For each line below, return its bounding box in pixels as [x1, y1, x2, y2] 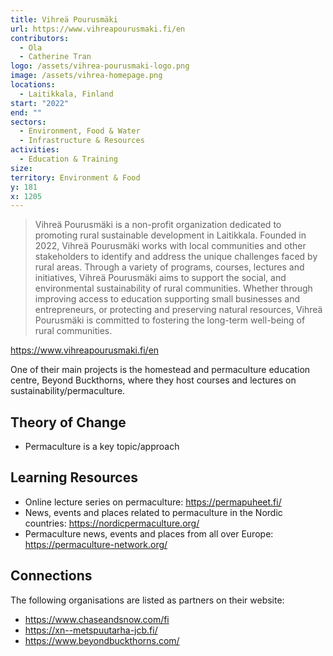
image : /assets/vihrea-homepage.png [10, 71, 163, 81]
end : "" [10, 107, 43, 118]
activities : [10, 145, 60, 155]
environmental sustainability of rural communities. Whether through [34, 282, 313, 295]
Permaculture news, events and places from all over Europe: [24, 527, 274, 540]
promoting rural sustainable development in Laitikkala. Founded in [34, 229, 307, 241]
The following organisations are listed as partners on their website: [10, 594, 285, 606]
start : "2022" [10, 98, 70, 108]
